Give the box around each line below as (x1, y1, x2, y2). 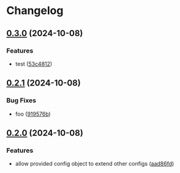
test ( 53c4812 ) (15, 60, 53, 67)
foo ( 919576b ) (15, 110, 51, 117)
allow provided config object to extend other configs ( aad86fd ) (15, 160, 174, 167)
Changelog (6, 4, 64, 18)
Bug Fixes (6, 96, 37, 105)
